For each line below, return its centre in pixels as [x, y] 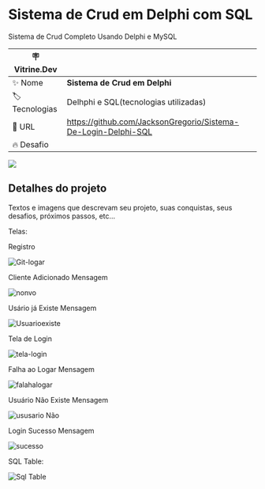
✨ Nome [28, 82]
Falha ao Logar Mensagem [51, 369]
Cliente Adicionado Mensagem [58, 277]
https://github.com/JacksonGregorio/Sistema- [153, 122]
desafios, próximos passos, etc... [62, 216]
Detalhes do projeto [58, 189]
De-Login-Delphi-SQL [109, 131]
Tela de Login [30, 339]
